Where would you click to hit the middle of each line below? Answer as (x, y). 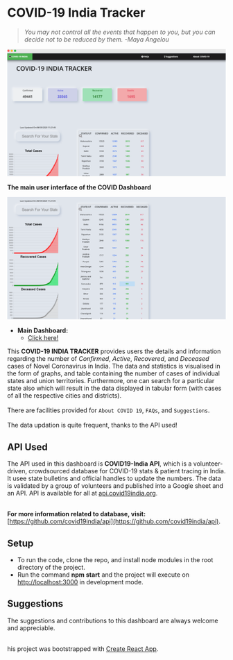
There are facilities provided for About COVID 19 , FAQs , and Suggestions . (109, 410)
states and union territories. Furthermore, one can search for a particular (111, 381)
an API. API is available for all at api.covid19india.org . (83, 493)
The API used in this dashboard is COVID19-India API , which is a (100, 464)
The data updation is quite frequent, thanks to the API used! (93, 425)
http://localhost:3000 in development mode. (80, 582)
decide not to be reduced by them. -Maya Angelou (97, 39)
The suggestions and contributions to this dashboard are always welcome (113, 620)
